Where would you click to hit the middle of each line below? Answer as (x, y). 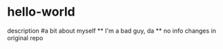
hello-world (41, 12)
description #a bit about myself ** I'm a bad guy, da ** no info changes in (111, 31)
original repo (25, 37)
